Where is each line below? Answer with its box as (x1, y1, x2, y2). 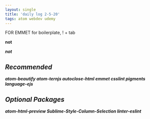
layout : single (5, 7, 36, 12)
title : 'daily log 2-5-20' (5, 12, 60, 17)
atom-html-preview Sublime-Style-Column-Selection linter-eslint (5, 108, 142, 114)
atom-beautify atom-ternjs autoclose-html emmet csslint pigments (5, 76, 146, 82)
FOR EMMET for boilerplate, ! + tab (5, 30, 76, 36)
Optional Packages (5, 95, 65, 103)
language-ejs (5, 81, 33, 87)
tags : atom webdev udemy (5, 16, 56, 21)
